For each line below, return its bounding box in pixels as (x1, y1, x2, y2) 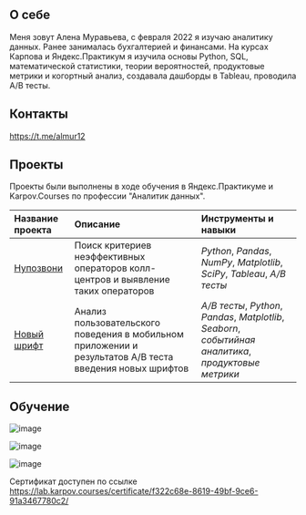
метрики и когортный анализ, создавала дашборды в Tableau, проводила (9, 70, 297, 81)
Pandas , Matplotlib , (200, 311, 285, 324)
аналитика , (200, 345, 252, 358)
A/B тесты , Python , (200, 300, 283, 313)
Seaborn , (200, 323, 241, 335)
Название (14, 212, 59, 225)
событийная (200, 334, 256, 346)
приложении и (74, 339, 138, 352)
